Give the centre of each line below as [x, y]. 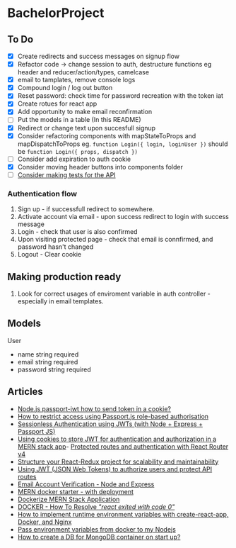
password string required [54, 369]
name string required [48, 354]
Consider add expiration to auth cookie [74, 159]
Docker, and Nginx [45, 522]
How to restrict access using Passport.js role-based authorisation [113, 416]
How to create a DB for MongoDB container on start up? [99, 537]
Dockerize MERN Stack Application [69, 499]
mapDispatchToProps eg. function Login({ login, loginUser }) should [123, 144]
